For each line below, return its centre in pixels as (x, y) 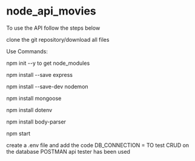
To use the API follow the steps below (53, 28)
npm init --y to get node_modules (48, 63)
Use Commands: (27, 51)
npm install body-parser (36, 122)
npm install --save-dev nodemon (48, 87)
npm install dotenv (29, 110)
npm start (18, 133)
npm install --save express (39, 74)
